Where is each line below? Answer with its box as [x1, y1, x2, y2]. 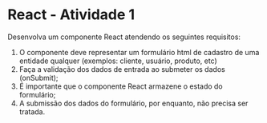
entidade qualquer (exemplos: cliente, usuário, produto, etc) [18, 56, 217, 65]
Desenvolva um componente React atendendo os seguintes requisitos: [7, 32, 241, 42]
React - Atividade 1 [7, 6, 136, 24]
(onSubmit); [18, 73, 59, 82]
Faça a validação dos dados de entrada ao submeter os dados [18, 64, 225, 73]
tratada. [18, 106, 46, 117]
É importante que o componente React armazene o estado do [18, 81, 224, 91]
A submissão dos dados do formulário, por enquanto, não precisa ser [18, 98, 249, 108]
